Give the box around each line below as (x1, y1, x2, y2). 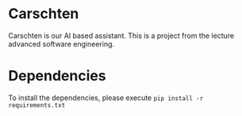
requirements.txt (8, 101, 66, 109)
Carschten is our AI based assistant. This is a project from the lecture (8, 31, 235, 40)
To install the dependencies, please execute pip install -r (8, 92, 204, 103)
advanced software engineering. (8, 39, 115, 48)
